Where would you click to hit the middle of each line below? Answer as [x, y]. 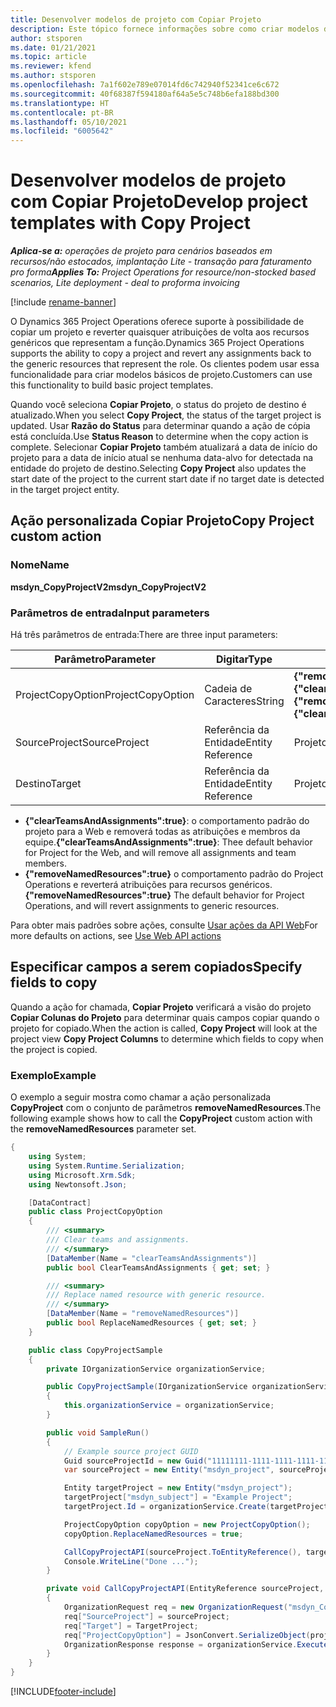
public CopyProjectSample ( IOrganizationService [147, 1387]
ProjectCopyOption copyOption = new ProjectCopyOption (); [187, 1524]
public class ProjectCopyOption [95, 1212]
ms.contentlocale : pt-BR [62, 112]
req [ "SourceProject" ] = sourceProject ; [146, 1616]
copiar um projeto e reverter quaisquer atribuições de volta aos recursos [160, 332]
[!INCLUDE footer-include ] [63, 1692]
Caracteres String [244, 701]
